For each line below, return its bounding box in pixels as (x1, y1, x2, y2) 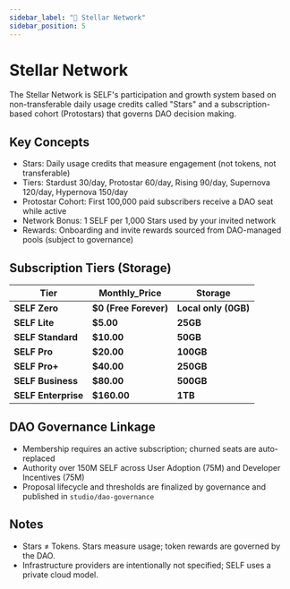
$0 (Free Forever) (91, 302, 168, 314)
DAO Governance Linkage (9, 420, 156, 435)
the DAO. (21, 550, 55, 560)
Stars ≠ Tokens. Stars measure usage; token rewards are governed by (21, 541, 281, 551)
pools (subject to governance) (21, 235, 134, 245)
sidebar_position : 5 (9, 21, 87, 30)
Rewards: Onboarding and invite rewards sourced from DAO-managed (21, 225, 282, 235)
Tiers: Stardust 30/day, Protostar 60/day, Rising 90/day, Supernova (21, 177, 271, 188)
